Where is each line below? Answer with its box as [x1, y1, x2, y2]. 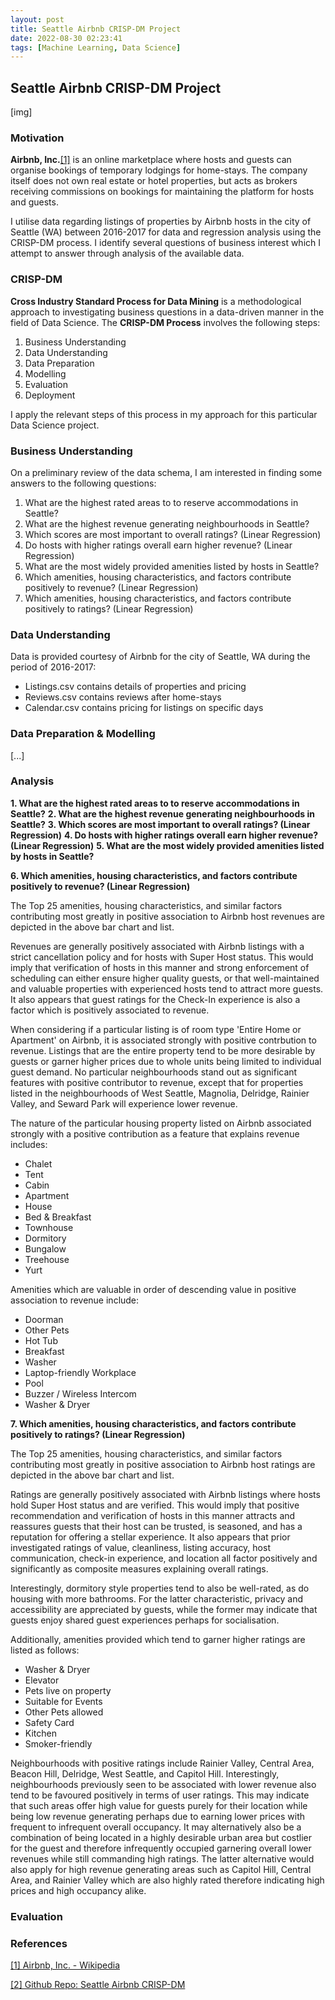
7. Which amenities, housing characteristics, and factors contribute [10, 1417, 297, 1430]
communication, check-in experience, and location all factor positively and [10, 1552, 318, 1564]
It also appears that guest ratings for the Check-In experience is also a [10, 993, 301, 1005]
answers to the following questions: [10, 477, 157, 489]
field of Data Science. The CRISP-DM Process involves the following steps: [10, 316, 321, 328]
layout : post [10, 14, 65, 25]
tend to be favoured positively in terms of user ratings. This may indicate [10, 1789, 310, 1801]
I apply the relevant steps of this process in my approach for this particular [10, 408, 318, 420]
